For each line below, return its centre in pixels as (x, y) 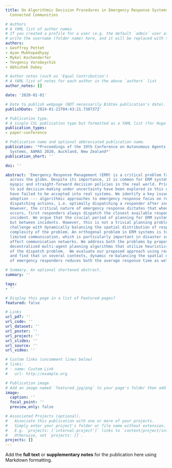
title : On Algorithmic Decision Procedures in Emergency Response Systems (87, 10)
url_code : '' (19, 322)
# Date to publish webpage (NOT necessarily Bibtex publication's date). (86, 104)
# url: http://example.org (36, 374)
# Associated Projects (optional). (43, 416)
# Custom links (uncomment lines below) (49, 360)
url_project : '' (23, 336)
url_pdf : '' (18, 317)
